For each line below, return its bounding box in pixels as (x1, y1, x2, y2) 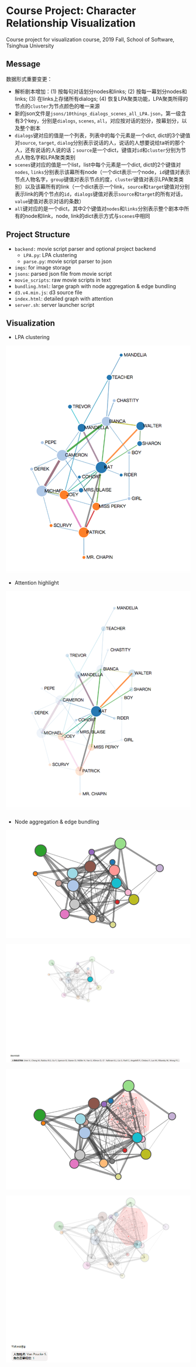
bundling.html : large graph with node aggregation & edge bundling (14, 282, 177, 289)
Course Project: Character (6, 4, 136, 18)
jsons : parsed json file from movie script (14, 270, 112, 277)
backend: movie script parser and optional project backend (14, 245, 156, 252)
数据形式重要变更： (6, 75, 53, 83)
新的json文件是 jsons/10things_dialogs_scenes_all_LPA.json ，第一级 (14, 110, 181, 117)
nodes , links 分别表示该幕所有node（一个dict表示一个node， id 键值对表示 (14, 168, 191, 175)
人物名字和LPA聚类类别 (19, 153, 76, 160)
